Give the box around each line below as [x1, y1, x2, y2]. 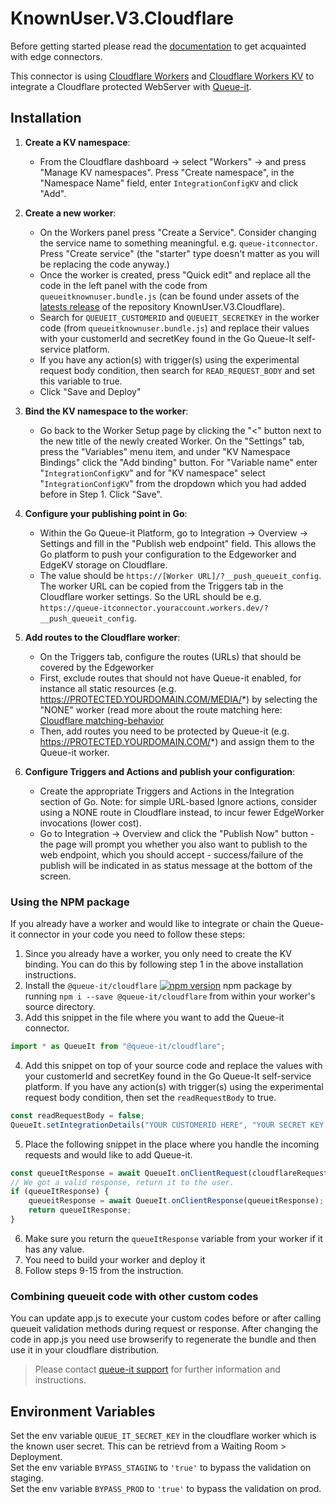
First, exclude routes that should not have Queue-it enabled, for [39, 672, 302, 684]
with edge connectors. [10, 50, 103, 62]
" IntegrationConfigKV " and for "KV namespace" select [39, 467, 266, 479]
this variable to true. [39, 375, 123, 387]
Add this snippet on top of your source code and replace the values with [24, 1059, 323, 1071]
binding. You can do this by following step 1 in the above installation [24, 958, 304, 971]
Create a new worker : [24, 207, 117, 219]
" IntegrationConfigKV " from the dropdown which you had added [39, 477, 307, 489]
